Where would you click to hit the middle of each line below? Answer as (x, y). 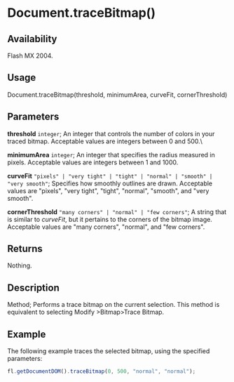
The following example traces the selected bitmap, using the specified (109, 351)
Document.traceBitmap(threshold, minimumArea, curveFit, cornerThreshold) (117, 94)
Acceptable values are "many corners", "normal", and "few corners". (106, 227)
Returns (25, 249)
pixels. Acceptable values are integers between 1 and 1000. (93, 162)
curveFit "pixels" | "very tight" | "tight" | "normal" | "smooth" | (110, 176)
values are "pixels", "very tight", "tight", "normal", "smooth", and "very (108, 190)
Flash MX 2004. (30, 55)
